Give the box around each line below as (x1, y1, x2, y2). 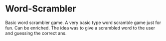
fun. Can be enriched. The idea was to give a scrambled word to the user (5, 24, 156, 30)
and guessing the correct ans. (5, 30, 67, 36)
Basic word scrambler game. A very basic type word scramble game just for (5, 19, 161, 25)
